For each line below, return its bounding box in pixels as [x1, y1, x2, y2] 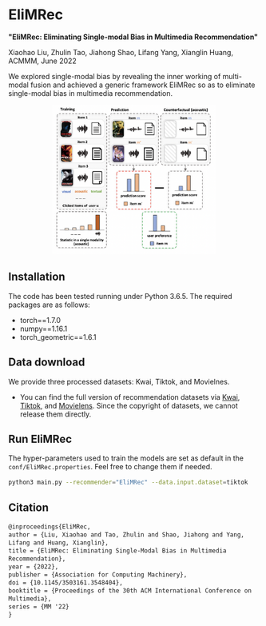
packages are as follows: [8, 300, 90, 309]
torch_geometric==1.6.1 [19, 332, 97, 341]
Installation [8, 270, 66, 284]
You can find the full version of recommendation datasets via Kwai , [19, 392, 240, 401]
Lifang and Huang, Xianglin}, [8, 539, 109, 547]
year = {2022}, [8, 563, 59, 571]
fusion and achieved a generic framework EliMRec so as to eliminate [30, 80, 256, 90]
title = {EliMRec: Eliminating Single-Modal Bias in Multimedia [8, 547, 227, 555]
